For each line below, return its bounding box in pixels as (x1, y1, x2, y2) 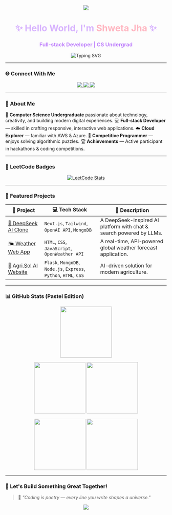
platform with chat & (100, 223, 149, 230)
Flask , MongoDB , (44, 259, 80, 266)
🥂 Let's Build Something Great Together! (5, 483, 107, 490)
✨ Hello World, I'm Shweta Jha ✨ (15, 23, 157, 34)
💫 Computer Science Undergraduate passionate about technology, (5, 112, 148, 118)
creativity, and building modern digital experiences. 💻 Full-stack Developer (5, 118, 166, 124)
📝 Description (115, 207, 149, 214)
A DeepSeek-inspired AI (100, 217, 159, 224)
